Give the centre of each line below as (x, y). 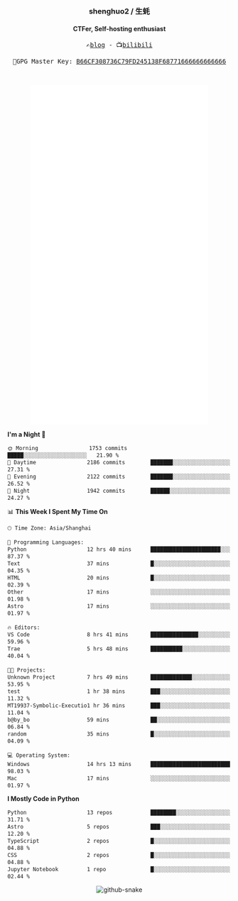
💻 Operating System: (39, 755)
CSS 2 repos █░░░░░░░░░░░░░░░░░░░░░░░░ (119, 856)
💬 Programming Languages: (45, 542)
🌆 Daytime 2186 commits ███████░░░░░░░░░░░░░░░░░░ (119, 463)
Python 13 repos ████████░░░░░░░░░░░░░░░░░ (119, 813)
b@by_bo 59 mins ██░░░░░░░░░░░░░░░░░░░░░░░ (119, 720)
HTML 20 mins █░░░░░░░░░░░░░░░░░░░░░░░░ (119, 578)
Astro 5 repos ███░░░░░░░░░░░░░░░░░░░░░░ (119, 827)
